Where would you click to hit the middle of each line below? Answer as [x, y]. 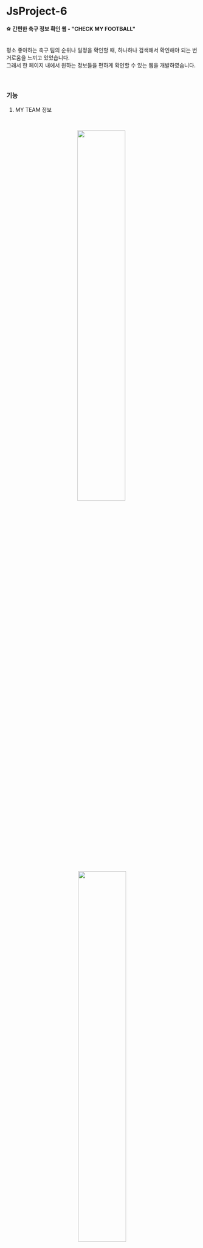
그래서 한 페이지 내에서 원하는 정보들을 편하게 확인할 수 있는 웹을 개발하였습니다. [101, 65]
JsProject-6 [37, 11]
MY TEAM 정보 [33, 110]
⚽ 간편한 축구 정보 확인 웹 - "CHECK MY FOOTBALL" [71, 29]
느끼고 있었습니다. [48, 57]
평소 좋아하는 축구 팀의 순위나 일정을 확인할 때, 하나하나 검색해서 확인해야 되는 [99, 50]
